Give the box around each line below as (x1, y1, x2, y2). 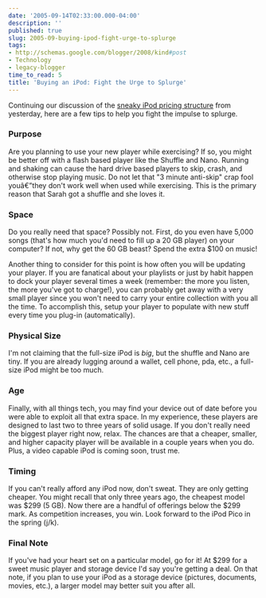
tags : (8, 41, 26, 49)
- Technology (8, 57, 52, 65)
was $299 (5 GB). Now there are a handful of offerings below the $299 (8, 500, 241, 510)
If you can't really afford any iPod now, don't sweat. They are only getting (8, 483, 249, 493)
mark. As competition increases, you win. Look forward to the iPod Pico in (8, 509, 251, 518)
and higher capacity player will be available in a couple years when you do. (8, 437, 255, 447)
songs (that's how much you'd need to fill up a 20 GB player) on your (8, 236, 235, 246)
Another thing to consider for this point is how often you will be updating (8, 260, 245, 269)
